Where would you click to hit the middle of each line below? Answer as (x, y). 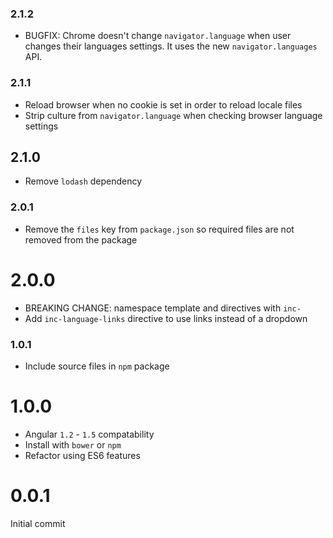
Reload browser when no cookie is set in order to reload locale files (163, 104)
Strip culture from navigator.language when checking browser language (173, 115)
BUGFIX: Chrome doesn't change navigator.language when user (158, 36)
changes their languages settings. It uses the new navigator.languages (171, 46)
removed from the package (81, 239)
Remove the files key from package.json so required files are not (159, 229)
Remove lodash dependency (83, 181)
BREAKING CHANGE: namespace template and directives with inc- (163, 308)
